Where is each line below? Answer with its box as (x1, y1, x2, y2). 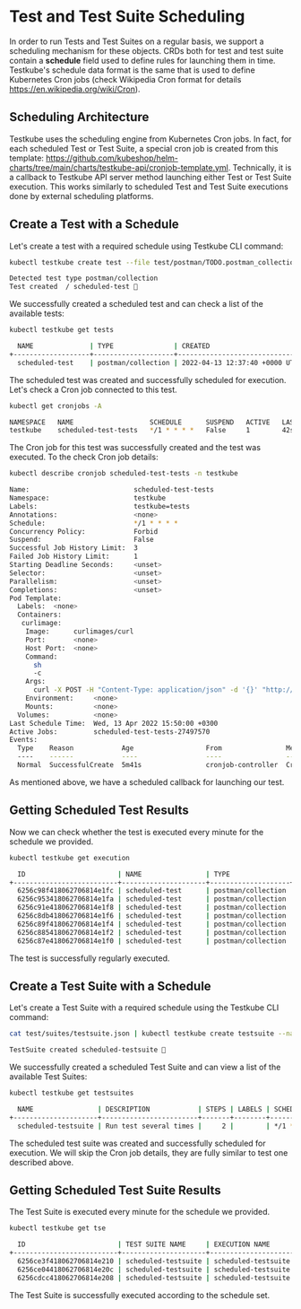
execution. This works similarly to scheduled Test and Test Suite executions (9, 181, 288, 192)
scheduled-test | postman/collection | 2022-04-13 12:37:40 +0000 (17, 358, 282, 367)
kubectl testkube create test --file (9, 257, 150, 266)
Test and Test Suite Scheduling (9, 6, 245, 27)
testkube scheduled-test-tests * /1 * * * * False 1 (9, 426, 251, 435)
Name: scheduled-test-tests (9, 485, 215, 494)
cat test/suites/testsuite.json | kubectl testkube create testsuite (9, 1029, 275, 1038)
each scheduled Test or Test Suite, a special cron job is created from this (9, 143, 279, 153)
